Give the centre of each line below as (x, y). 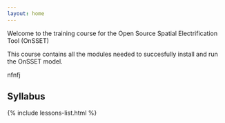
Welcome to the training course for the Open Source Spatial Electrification (112, 33)
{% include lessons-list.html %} (52, 113)
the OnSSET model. (35, 61)
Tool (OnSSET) (28, 40)
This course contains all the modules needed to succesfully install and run (113, 54)
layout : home (26, 13)
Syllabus (27, 96)
